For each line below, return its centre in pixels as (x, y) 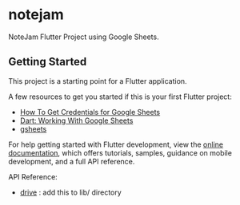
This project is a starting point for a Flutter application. (98, 81)
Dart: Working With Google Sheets (76, 120)
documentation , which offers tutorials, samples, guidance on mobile (120, 152)
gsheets (33, 128)
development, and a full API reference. (72, 161)
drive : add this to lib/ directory (70, 192)
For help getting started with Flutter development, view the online (116, 144)
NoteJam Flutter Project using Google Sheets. (84, 37)
